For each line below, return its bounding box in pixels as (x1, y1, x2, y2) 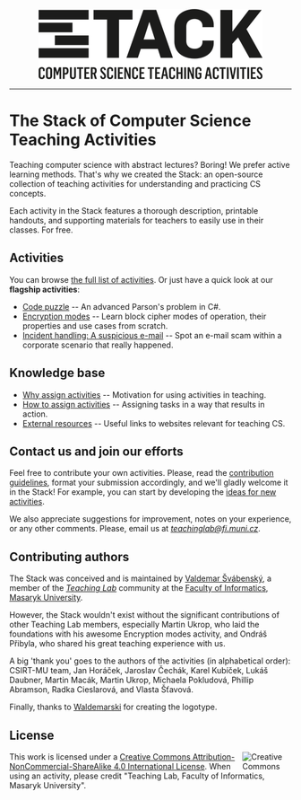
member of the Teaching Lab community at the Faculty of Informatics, (9, 583, 269, 593)
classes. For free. (9, 224, 73, 235)
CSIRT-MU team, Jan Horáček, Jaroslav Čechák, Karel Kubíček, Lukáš (9, 665, 269, 676)
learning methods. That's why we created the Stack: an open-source (9, 169, 263, 180)
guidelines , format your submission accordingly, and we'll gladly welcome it (9, 477, 288, 488)
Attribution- (192, 752, 236, 762)
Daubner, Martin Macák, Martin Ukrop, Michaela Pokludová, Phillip (9, 674, 254, 686)
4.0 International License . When (113, 761, 231, 771)
